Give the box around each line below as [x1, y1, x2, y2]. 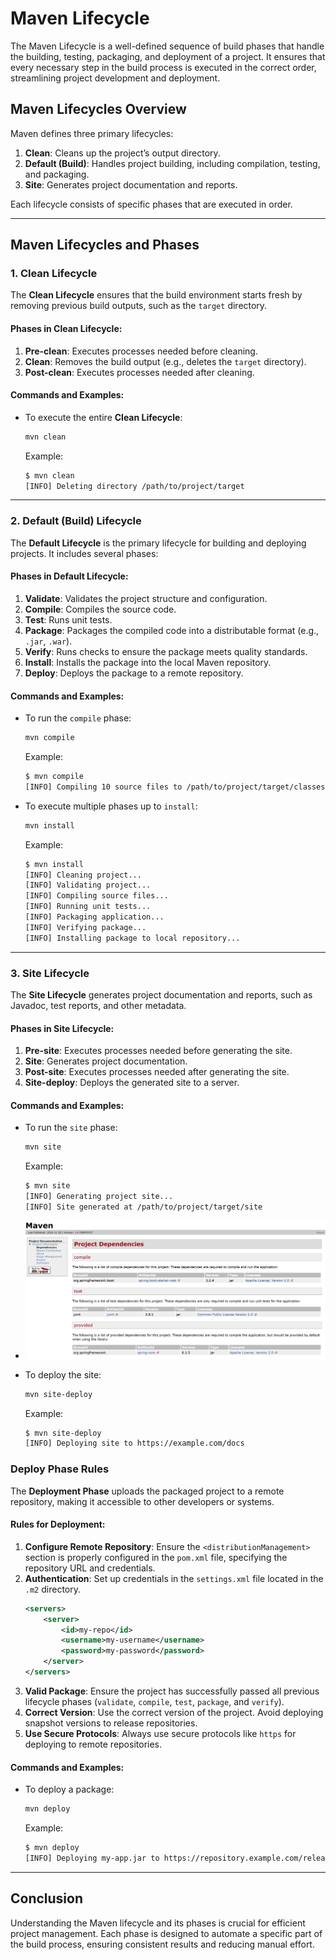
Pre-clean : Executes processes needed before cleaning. [24, 345, 258, 357]
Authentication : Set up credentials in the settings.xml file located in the [24, 1572, 324, 1584]
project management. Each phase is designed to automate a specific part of [10, 1927, 323, 1939]
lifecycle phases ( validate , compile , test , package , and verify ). [24, 1695, 285, 1707]
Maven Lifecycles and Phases [10, 237, 200, 254]
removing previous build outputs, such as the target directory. [10, 300, 268, 312]
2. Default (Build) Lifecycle [10, 514, 142, 528]
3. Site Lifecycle [10, 966, 90, 980]
